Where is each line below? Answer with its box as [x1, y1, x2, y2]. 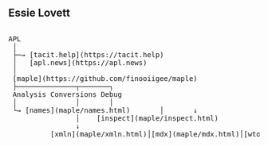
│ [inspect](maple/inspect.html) [75, 113, 219, 122]
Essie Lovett [8, 6, 70, 20]
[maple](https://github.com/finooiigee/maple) [12, 74, 198, 83]
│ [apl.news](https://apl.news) [12, 58, 148, 67]
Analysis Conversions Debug [12, 90, 122, 98]
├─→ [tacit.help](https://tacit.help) [12, 50, 164, 59]
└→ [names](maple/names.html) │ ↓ [12, 106, 198, 114]
